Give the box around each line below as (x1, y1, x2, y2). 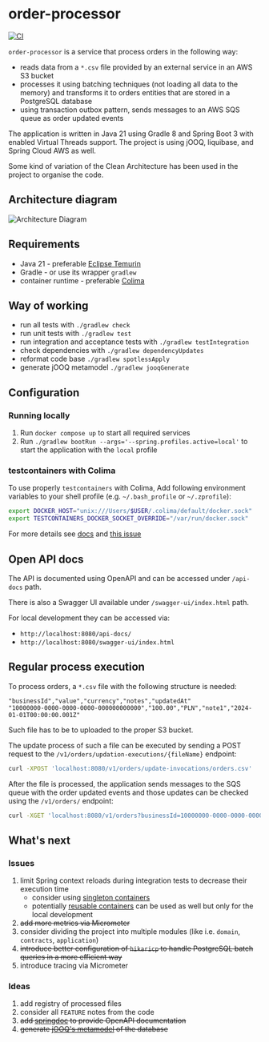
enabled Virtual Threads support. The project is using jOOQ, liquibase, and (8, 137, 254, 146)
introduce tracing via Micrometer (19, 961, 129, 971)
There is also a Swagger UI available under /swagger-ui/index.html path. (8, 597, 250, 607)
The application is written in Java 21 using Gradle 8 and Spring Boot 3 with (8, 129, 254, 138)
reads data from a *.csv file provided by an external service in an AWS (19, 62, 253, 72)
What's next (8, 833, 70, 847)
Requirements (8, 238, 80, 251)
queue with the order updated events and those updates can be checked (8, 788, 249, 797)
